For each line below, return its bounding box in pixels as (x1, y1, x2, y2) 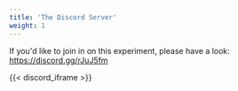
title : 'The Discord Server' (9, 12, 117, 22)
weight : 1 (9, 21, 46, 30)
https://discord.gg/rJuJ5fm (9, 55, 108, 65)
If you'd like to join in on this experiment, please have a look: (9, 45, 231, 56)
